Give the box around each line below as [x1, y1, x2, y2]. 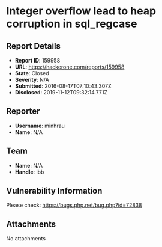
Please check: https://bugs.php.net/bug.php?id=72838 [6, 201, 142, 209]
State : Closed [14, 70, 49, 76]
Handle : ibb [14, 168, 44, 175]
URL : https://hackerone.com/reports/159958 [14, 63, 125, 70]
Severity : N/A [14, 76, 49, 83]
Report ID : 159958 [14, 57, 61, 64]
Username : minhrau [14, 122, 65, 129]
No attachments [6, 235, 46, 242]
